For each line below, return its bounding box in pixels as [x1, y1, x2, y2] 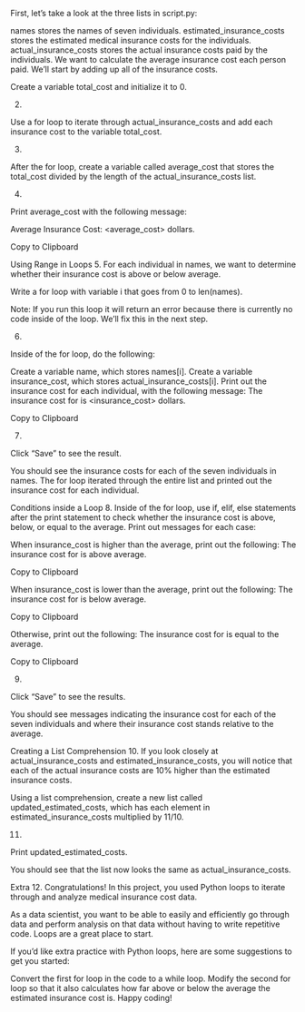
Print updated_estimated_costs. [10, 847, 128, 857]
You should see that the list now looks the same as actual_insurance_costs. [10, 864, 291, 875]
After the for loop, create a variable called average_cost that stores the [10, 162, 275, 172]
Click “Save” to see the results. [10, 692, 126, 702]
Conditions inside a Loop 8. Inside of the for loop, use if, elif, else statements [10, 503, 297, 513]
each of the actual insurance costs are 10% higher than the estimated [10, 765, 271, 775]
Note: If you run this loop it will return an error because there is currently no [10, 304, 293, 314]
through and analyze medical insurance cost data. [10, 891, 198, 902]
